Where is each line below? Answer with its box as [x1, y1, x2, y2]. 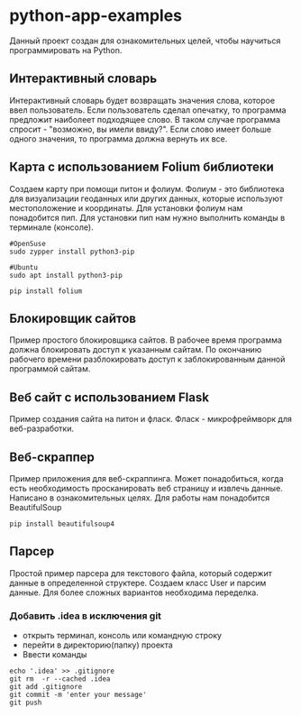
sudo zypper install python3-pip [9, 247, 135, 256]
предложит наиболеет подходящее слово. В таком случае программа [9, 114, 281, 124]
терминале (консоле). [9, 222, 94, 233]
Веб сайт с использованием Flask [9, 390, 210, 405]
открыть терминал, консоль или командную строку [22, 630, 223, 641]
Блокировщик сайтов [9, 310, 137, 326]
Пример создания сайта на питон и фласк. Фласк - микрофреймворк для [9, 414, 293, 425]
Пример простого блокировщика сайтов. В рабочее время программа [9, 335, 282, 345]
